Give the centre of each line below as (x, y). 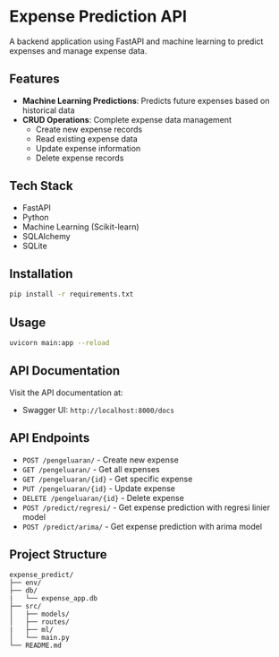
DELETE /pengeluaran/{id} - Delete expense (103, 497)
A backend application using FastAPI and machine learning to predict (136, 41)
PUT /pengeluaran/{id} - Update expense (99, 488)
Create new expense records (89, 129)
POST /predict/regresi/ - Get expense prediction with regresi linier (146, 507)
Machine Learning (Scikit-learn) (81, 227)
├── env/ (25, 583)
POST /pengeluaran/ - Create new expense (100, 460)
